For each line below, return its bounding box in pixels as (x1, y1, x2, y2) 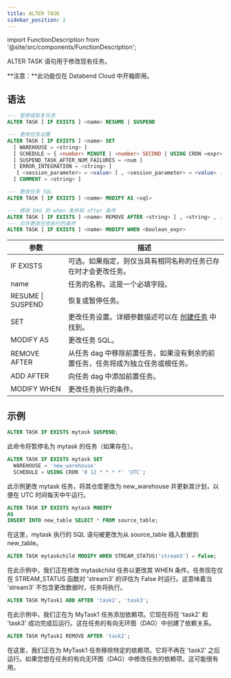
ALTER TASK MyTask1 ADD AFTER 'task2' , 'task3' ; (7, 597, 149, 604)
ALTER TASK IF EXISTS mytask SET (7, 456, 103, 463)
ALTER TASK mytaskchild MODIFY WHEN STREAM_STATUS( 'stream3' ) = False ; (7, 553, 217, 560)
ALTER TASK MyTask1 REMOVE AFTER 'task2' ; (7, 633, 131, 639)
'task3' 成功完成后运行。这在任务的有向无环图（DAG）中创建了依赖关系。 (7, 619, 215, 627)
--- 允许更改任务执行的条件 (7, 220, 76, 227)
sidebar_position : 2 (7, 17, 67, 23)
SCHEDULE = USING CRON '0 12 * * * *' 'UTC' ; (13, 469, 146, 476)
